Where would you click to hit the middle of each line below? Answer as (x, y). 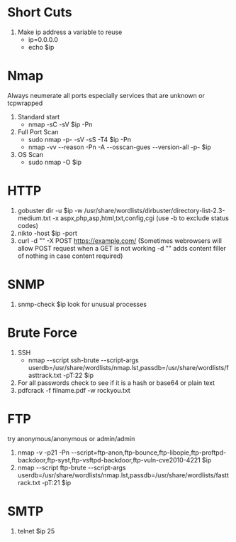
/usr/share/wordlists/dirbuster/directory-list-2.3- (154, 210)
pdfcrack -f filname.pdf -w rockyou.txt (74, 390)
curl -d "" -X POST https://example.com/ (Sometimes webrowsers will (119, 240)
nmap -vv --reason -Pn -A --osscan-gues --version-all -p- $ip (119, 147)
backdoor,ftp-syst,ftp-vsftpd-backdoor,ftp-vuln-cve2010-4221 (109, 460)
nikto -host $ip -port (47, 233)
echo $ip (41, 47)
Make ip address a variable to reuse (70, 32)
